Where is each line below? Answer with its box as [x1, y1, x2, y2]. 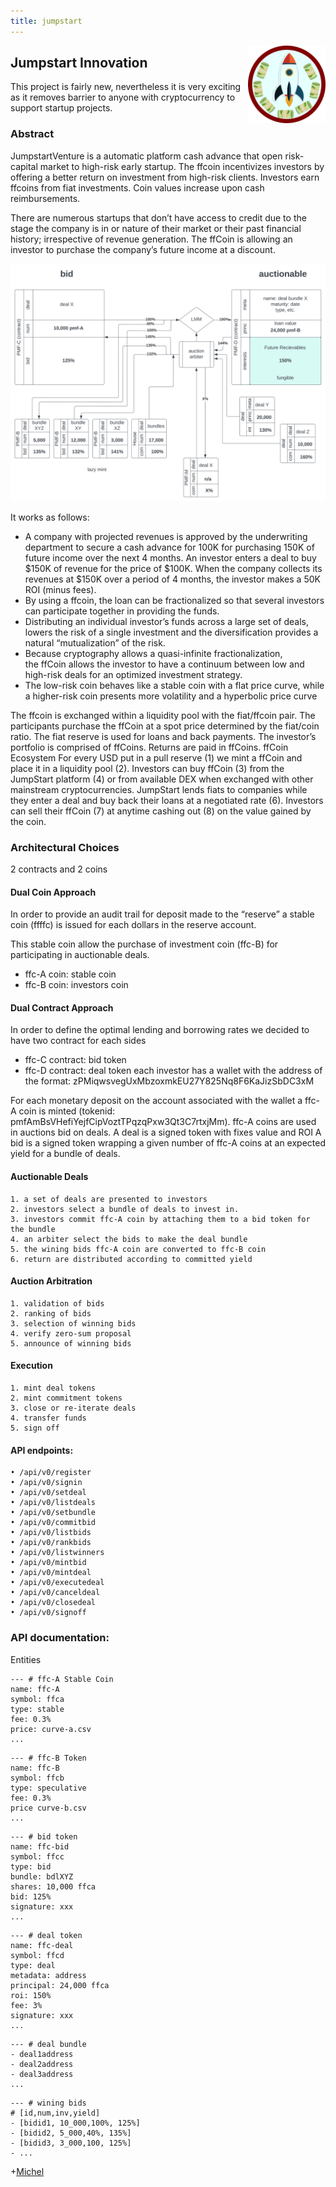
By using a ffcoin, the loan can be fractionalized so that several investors [24, 594, 325, 606]
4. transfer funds [10, 1413, 87, 1424]
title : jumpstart [10, 16, 83, 26]
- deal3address [10, 2069, 74, 2079]
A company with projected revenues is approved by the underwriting [24, 530, 308, 542]
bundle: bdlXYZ [10, 1871, 74, 1882]
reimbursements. [10, 192, 81, 204]
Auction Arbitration [10, 1275, 93, 1287]
